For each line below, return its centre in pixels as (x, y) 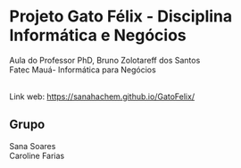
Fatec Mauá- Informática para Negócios (83, 70)
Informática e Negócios (98, 35)
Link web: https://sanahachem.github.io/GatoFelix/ (102, 97)
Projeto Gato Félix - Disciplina (121, 17)
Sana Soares (33, 146)
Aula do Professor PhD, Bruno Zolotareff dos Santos (105, 60)
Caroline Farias (37, 155)
